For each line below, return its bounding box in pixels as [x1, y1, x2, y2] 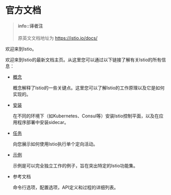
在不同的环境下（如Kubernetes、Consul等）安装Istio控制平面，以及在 [12, 113, 159, 119]
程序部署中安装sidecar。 [17, 119, 69, 126]
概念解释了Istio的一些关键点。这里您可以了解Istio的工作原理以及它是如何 [12, 85, 165, 91]
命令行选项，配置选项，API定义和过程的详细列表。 [12, 184, 119, 190]
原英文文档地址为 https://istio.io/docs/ [17, 35, 98, 41]
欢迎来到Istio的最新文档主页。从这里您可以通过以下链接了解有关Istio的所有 [5, 57, 162, 63]
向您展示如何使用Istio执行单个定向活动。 [12, 141, 98, 147]
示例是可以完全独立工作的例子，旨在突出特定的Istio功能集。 [12, 163, 138, 169]
